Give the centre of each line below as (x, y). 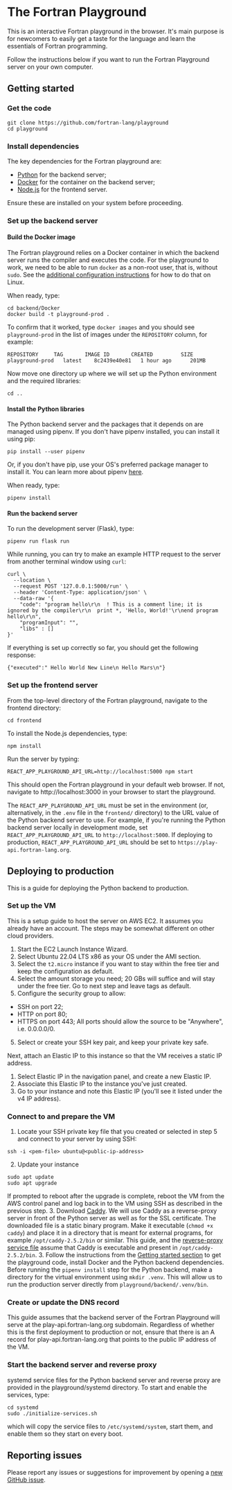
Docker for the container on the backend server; (86, 182)
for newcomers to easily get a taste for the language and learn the (101, 38)
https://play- (198, 843)
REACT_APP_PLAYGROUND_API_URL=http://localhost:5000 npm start (100, 771)
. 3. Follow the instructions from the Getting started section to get (128, 1255)
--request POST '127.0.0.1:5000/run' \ (71, 586)
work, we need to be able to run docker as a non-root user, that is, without (113, 268)
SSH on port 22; (40, 1006)
